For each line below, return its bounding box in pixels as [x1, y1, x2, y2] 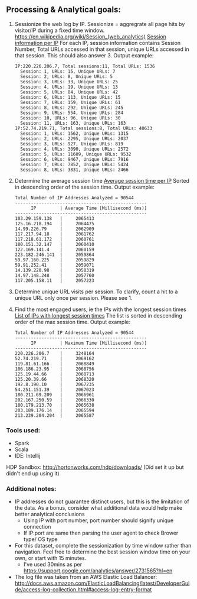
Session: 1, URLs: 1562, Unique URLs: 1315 [20, 130, 129, 137]
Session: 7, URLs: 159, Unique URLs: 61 [20, 99, 121, 105]
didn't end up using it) [6, 470, 60, 477]
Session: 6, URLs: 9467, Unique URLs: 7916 [20, 156, 129, 162]
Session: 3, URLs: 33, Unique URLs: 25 [20, 79, 118, 85]
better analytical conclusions [14, 511, 85, 518]
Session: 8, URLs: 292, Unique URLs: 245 [20, 105, 124, 111]
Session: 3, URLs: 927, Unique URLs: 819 [20, 141, 124, 147]
